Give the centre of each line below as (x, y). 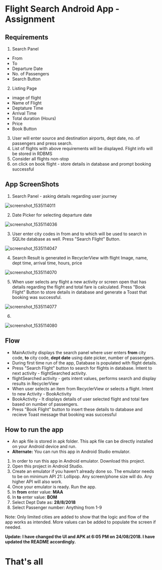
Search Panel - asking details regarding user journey (64, 196)
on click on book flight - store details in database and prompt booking (81, 164)
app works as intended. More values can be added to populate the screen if (81, 522)
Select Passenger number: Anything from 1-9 (57, 508)
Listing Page (24, 88)
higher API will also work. (37, 482)
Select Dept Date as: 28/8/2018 (44, 502)
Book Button (24, 129)
